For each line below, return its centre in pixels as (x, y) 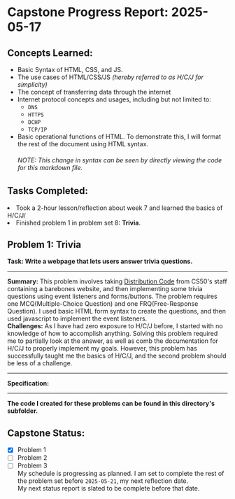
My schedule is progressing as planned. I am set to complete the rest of (121, 474)
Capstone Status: (46, 433)
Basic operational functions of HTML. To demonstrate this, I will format (119, 136)
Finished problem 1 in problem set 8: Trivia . (79, 223)
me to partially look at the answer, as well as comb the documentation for (113, 341)
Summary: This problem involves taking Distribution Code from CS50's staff (117, 281)
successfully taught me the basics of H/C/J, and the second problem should (117, 356)
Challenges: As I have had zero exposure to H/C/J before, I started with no (115, 326)
